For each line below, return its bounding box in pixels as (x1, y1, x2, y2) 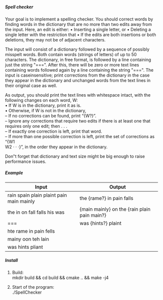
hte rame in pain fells (7, 227, 55, 234)
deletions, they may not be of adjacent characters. (5, 37, 106, 42)
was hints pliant (7, 243, 43, 250)
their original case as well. (5, 82, 57, 88)
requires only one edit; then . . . (5, 123, 67, 129)
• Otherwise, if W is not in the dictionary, (5, 107, 86, 113)
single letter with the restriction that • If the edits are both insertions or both (5, 32, 156, 38)
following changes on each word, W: (5, 97, 78, 103)
